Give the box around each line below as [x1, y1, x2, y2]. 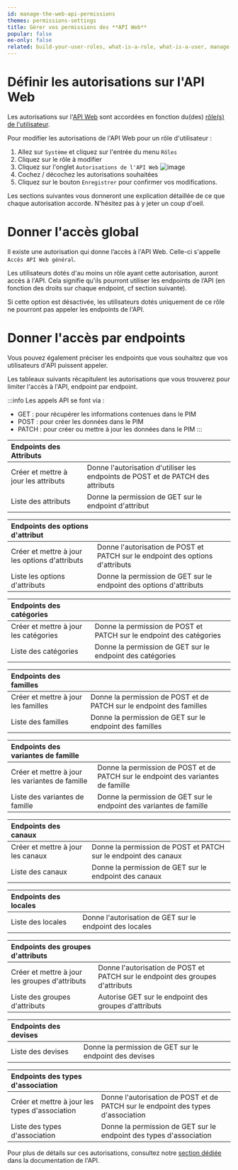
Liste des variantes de [11, 792, 84, 802]
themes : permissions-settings [7, 17, 97, 24]
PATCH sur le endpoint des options [96, 551, 213, 561]
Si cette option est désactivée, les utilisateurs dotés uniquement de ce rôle [7, 297, 225, 306]
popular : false [7, 30, 52, 38]
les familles [11, 701, 49, 711]
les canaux [11, 851, 47, 860]
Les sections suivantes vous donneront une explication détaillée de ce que [7, 191, 225, 199]
